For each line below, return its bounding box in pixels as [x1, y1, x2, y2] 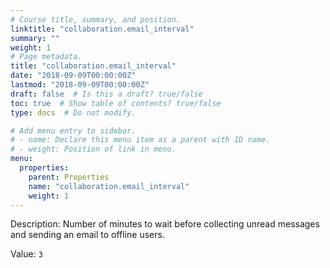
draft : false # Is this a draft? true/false [10, 89, 203, 99]
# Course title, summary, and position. [10, 14, 182, 25]
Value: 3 [10, 248, 43, 260]
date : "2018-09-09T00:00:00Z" [10, 71, 137, 81]
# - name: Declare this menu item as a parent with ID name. [10, 135, 271, 145]
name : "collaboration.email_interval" [28, 181, 190, 191]
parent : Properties [28, 172, 110, 182]
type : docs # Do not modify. [10, 107, 137, 118]
